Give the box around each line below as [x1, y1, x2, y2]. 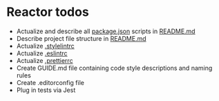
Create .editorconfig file [16, 78, 84, 86]
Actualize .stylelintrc [16, 42, 75, 50]
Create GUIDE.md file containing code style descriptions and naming [16, 64, 213, 72]
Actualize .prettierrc [16, 56, 73, 64]
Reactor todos [6, 4, 89, 20]
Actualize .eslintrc [16, 49, 68, 57]
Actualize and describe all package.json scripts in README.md [16, 27, 196, 35]
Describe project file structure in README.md [16, 34, 146, 42]
